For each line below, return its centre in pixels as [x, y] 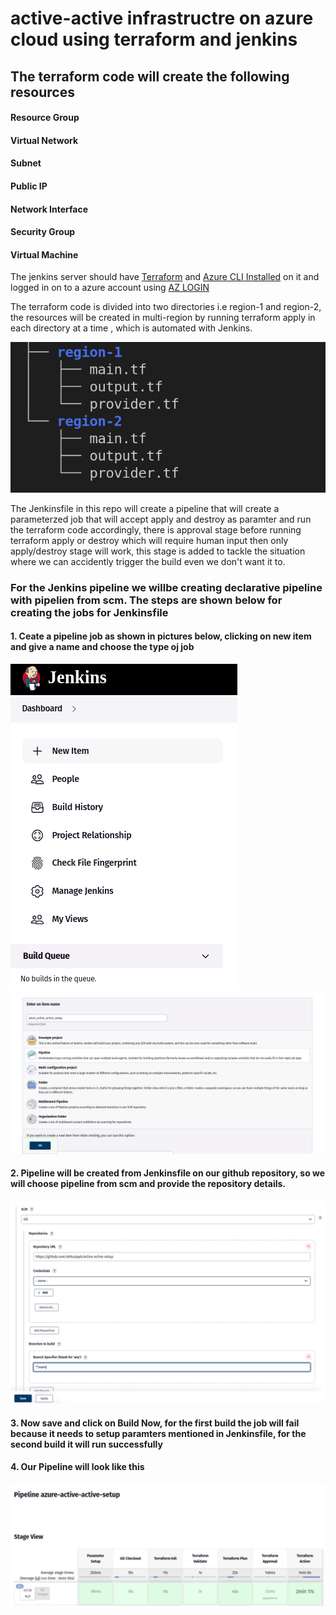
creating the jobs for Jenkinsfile [89, 612]
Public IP [29, 186]
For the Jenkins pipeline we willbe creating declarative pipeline [166, 587]
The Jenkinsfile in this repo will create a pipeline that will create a [145, 508]
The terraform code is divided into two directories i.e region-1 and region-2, [166, 307]
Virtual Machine [44, 254]
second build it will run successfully [86, 1444]
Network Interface [49, 209]
